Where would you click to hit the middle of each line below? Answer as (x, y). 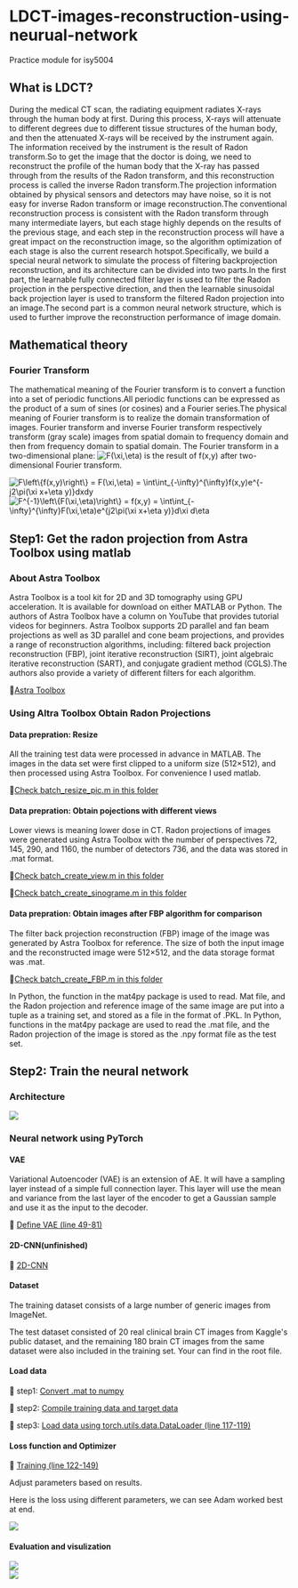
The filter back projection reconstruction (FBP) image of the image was (139, 933)
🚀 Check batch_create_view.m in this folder (87, 876)
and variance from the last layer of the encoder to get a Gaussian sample (143, 1199)
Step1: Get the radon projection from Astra (129, 538)
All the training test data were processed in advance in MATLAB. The (135, 754)
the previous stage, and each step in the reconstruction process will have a (147, 232)
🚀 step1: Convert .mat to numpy (67, 1391)
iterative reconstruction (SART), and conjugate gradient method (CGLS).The (148, 663)
